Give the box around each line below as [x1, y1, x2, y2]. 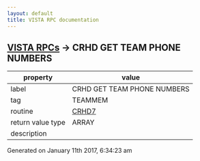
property [23, 73, 53, 82]
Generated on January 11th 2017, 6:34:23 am [7, 147, 132, 155]
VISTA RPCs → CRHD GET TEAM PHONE [7, 42, 181, 53]
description [10, 129, 47, 138]
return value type [10, 118, 66, 127]
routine [10, 107, 33, 116]
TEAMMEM [72, 95, 109, 105]
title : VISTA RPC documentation [7, 16, 99, 23]
